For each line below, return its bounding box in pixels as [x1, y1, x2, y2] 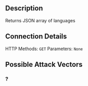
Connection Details [5, 32, 67, 41]
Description [5, 4, 43, 13]
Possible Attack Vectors [5, 60, 82, 69]
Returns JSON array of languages [5, 17, 76, 23]
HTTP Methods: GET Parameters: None [5, 46, 83, 52]
